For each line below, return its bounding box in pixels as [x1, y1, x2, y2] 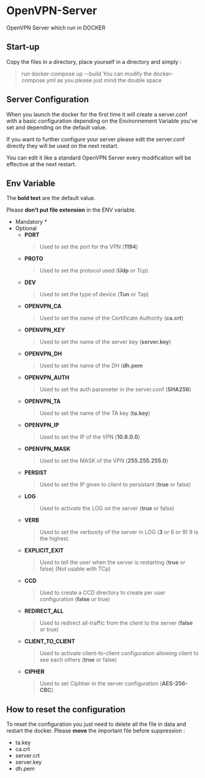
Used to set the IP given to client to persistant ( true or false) [39, 481, 192, 488]
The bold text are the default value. [6, 194, 96, 202]
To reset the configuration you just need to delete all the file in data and [6, 720, 187, 728]
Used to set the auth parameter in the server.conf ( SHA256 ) [39, 386, 192, 393]
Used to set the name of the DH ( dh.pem [39, 362, 143, 369]
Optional [15, 225, 37, 232]
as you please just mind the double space [57, 76, 162, 83]
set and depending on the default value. [6, 123, 107, 131]
